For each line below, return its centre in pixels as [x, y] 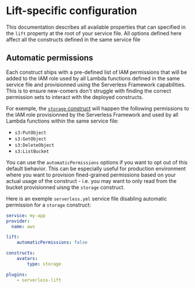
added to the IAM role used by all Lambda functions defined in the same [93, 78]
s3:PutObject [30, 133]
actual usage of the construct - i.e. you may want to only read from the [91, 181]
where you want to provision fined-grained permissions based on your [91, 175]
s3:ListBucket [32, 151]
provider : [18, 221]
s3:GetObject [30, 139]
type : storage [44, 264]
